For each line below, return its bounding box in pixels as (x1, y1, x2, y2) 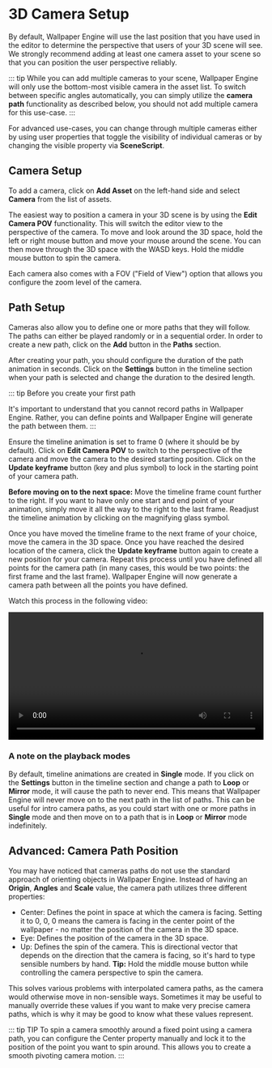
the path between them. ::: (8, 421, 96, 430)
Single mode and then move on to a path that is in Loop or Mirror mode (8, 812, 248, 822)
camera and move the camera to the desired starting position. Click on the (8, 454, 257, 464)
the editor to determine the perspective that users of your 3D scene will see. (8, 40, 263, 49)
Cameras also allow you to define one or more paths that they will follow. (8, 322, 251, 332)
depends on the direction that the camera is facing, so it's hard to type (19, 950, 256, 960)
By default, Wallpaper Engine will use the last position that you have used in (8, 32, 261, 41)
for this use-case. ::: (8, 107, 75, 117)
